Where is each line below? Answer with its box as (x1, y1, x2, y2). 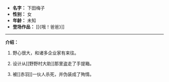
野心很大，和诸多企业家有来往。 (12, 50, 79, 56)
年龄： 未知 (12, 18, 36, 23)
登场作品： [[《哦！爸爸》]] (12, 24, 65, 30)
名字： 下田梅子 (12, 5, 45, 11)
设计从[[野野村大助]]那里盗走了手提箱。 (12, 60, 95, 66)
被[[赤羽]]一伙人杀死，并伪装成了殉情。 (12, 71, 95, 77)
